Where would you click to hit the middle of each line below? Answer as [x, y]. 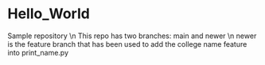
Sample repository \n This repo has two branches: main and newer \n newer [132, 36]
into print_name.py [38, 52]
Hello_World [49, 14]
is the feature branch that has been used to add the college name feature [127, 44]
